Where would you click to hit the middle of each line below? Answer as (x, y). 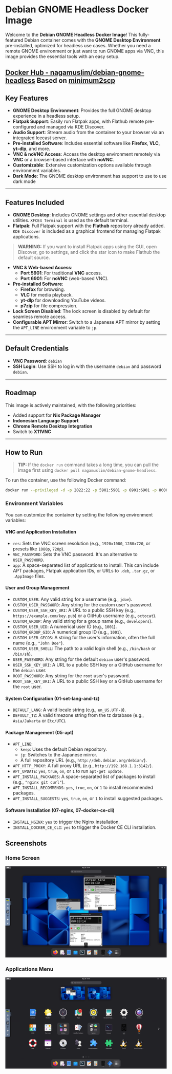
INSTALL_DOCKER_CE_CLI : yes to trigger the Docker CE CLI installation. (84, 827)
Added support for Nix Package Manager (57, 415)
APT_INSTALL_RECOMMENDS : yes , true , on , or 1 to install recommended (83, 788)
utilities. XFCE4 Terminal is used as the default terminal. (71, 220)
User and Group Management (37, 588)
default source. (34, 257)
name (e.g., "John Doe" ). (38, 643)
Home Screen (23, 858)
